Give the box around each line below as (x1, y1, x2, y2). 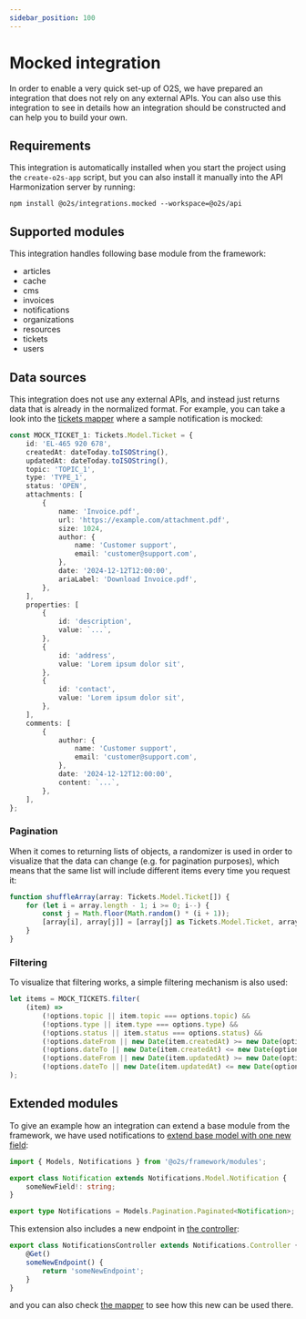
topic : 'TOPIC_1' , (25, 465, 96, 474)
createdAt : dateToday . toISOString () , (25, 447, 169, 456)
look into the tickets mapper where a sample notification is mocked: (9, 414, 263, 424)
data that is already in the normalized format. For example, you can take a (9, 404, 286, 414)
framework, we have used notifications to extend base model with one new (9, 1130, 291, 1140)
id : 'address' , (57, 650, 117, 660)
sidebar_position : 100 (9, 13, 96, 23)
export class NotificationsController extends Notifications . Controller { (9, 1241, 300, 1251)
